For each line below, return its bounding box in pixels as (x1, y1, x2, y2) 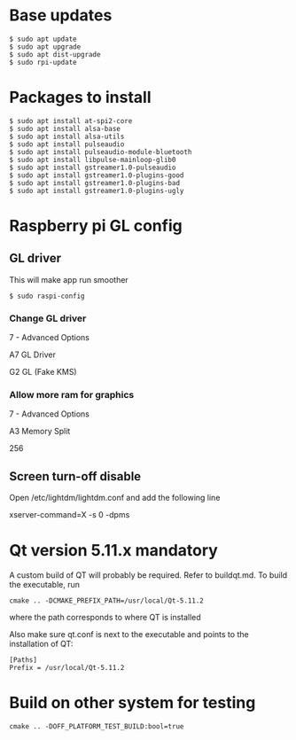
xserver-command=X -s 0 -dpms (9, 510, 130, 520)
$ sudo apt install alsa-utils (9, 132, 125, 141)
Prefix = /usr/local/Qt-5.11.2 (9, 664, 125, 673)
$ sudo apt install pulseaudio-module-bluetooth (9, 147, 192, 156)
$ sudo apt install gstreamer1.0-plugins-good (9, 170, 184, 180)
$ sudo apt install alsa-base (9, 124, 121, 133)
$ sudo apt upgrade (9, 42, 82, 51)
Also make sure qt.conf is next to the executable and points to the (9, 629, 250, 640)
